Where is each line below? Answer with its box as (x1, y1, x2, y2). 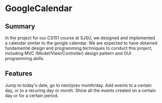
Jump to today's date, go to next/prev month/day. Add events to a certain (5, 82, 152, 88)
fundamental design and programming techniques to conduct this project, (5, 45, 153, 51)
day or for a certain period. (5, 92, 59, 98)
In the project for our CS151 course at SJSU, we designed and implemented (5, 35, 155, 41)
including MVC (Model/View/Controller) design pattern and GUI (5, 50, 132, 56)
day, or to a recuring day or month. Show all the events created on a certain (5, 88, 156, 93)
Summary (5, 22, 35, 30)
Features (5, 70, 32, 78)
